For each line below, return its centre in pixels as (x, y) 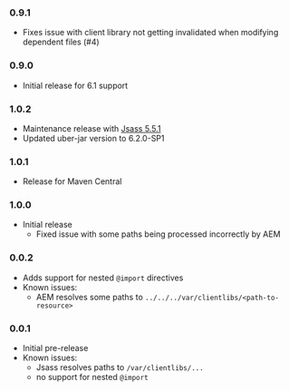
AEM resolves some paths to (89, 297)
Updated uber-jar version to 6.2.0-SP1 (93, 138)
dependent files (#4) (61, 42)
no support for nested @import (92, 377)
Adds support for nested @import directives (103, 278)
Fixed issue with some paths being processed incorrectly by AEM (158, 234)
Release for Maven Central (72, 181)
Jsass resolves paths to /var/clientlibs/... (120, 367)
